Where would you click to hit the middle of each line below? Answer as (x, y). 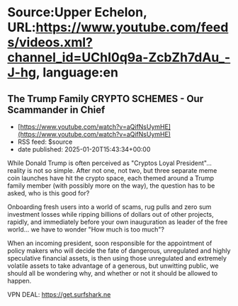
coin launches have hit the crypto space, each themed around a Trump (111, 178)
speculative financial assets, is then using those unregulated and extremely (117, 258)
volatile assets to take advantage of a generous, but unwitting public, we (113, 266)
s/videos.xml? (50, 42)
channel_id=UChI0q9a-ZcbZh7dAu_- (119, 58)
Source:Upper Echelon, (77, 12)
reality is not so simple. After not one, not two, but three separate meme (112, 170)
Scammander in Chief (56, 109)
